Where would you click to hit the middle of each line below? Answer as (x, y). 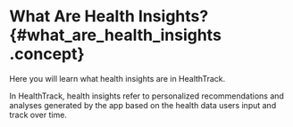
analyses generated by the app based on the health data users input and (143, 105)
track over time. (38, 115)
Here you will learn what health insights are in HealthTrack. (117, 78)
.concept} (47, 54)
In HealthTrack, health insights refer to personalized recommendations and (146, 96)
